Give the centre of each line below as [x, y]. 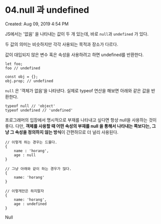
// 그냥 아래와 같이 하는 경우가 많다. [38, 169]
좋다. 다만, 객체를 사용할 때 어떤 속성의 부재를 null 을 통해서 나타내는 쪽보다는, [78, 126]
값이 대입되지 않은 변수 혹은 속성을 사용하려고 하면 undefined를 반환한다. [74, 55]
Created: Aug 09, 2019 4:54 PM [37, 24]
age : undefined [30, 204]
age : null [25, 155]
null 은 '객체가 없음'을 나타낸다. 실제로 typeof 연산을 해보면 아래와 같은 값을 [78, 90]
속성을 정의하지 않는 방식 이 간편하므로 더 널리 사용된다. [67, 132]
